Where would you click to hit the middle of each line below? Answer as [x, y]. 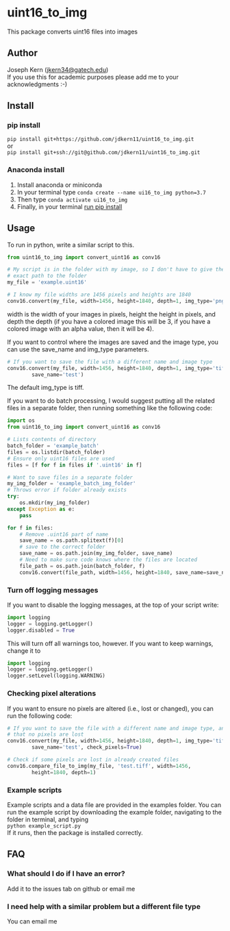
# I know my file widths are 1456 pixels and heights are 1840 [99, 295]
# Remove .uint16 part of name [64, 534]
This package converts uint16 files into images [73, 32]
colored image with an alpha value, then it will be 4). [80, 328]
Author [22, 53]
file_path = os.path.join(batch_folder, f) [82, 566]
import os [21, 421]
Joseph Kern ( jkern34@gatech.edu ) [58, 69]
